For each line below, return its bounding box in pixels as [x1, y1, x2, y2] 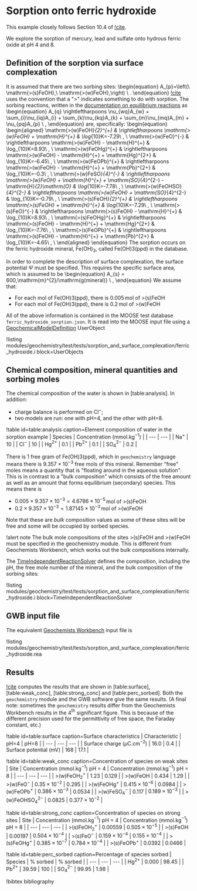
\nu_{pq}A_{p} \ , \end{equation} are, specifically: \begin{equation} [6, 120, 168, 127]
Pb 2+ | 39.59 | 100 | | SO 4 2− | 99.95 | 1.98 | [6, 864, 110, 874]
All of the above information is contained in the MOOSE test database [6, 312, 174, 319]
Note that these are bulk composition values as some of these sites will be [6, 517, 186, 524]
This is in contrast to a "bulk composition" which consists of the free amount [6, 473, 191, 480]
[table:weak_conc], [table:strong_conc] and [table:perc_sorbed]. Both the [6, 689, 184, 696]
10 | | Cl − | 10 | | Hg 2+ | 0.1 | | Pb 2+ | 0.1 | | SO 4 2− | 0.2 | [6, 439, 137, 449]
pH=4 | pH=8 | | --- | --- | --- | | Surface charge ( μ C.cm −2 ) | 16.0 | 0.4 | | [6, 739, 181, 747]
